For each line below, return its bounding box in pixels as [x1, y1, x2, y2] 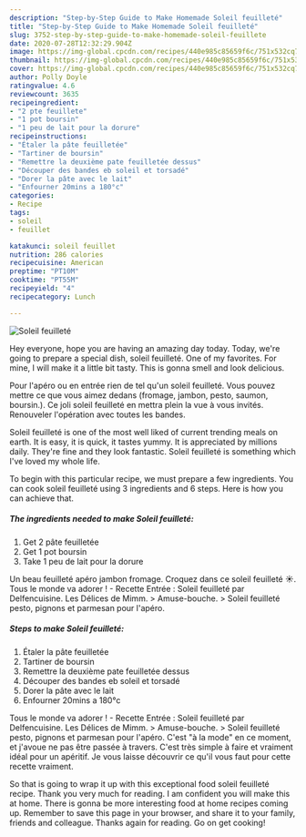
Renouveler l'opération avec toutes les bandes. [9, 409, 186, 420]
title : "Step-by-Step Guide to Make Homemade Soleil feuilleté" [9, 22, 259, 31]
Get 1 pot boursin [22, 546, 87, 556]
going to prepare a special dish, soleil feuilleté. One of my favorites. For [9, 352, 277, 363]
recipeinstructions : [9, 132, 88, 141]
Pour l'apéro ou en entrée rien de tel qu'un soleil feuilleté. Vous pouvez [9, 380, 276, 391]
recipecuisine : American [9, 259, 104, 268]
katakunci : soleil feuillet [9, 241, 117, 250]
